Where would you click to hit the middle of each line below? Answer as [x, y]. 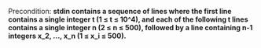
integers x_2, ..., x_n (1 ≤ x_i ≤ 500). [67, 36]
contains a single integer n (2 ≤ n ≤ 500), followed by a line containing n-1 [130, 27]
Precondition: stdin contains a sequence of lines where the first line [120, 11]
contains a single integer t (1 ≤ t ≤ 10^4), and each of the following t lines [128, 19]
